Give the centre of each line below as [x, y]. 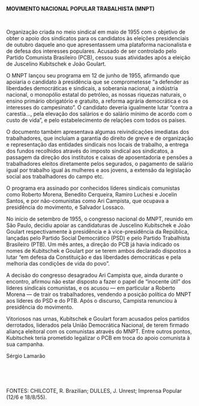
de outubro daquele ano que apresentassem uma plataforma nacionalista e [99, 45]
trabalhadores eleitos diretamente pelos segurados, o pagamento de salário [100, 164]
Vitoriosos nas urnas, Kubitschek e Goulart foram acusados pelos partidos [98, 319]
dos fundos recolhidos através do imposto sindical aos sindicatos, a [90, 151]
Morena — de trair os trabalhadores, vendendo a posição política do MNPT [99, 294]
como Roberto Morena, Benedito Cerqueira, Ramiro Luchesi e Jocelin [92, 194]
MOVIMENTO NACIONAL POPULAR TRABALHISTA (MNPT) [80, 9]
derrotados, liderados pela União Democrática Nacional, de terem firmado [98, 325]
